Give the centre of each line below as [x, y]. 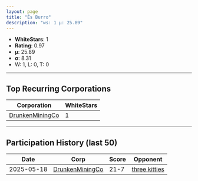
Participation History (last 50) [62, 143]
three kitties [148, 169]
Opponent [148, 159]
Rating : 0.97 [30, 46]
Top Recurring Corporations [59, 88]
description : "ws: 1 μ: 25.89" [44, 22]
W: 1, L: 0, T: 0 [32, 64]
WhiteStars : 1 [31, 40]
